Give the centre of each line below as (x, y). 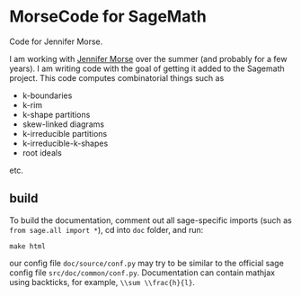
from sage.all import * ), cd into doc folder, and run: (106, 229)
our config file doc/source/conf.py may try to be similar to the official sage (147, 263)
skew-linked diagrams (63, 124)
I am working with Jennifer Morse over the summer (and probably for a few (148, 58)
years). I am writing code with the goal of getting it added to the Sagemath (147, 68)
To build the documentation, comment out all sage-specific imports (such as (150, 220)
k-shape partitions (56, 114)
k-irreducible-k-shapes (65, 143)
